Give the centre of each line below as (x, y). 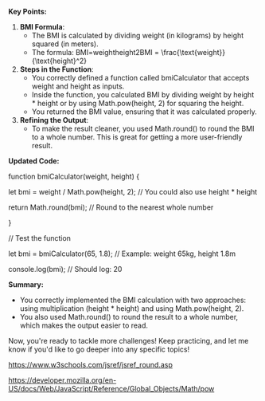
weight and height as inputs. (78, 86)
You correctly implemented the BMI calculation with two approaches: (133, 300)
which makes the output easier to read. (84, 325)
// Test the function (40, 238)
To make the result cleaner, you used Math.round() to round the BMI (143, 128)
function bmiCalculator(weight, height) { (74, 176)
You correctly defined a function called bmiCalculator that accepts (140, 78)
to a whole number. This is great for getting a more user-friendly (137, 137)
